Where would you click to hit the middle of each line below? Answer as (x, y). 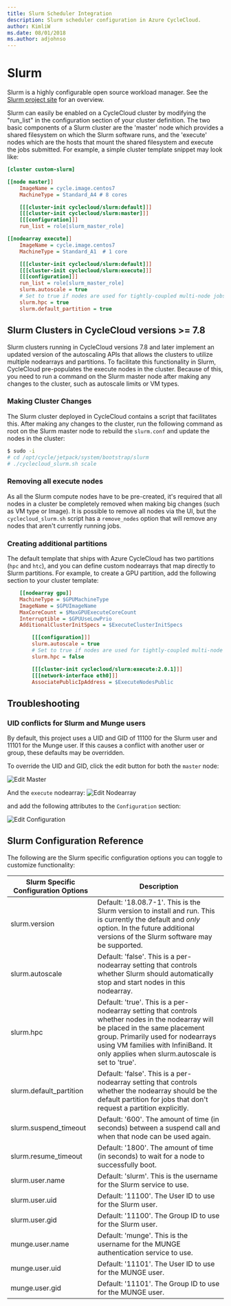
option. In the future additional (146, 928)
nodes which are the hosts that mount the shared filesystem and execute (110, 143)
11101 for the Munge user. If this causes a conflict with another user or (106, 745)
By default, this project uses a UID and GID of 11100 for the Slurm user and (112, 738)
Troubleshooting (44, 703)
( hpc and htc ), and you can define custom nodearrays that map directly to (111, 566)
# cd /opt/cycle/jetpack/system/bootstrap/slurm (78, 457)
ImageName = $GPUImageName (58, 606)
